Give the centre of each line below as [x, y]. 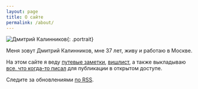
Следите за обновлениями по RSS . [50, 80]
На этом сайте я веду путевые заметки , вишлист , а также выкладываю [96, 62]
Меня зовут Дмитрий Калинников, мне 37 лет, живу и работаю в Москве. [99, 51]
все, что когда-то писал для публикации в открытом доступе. [84, 68]
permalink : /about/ [30, 22]
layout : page [22, 11]
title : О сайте [25, 17]
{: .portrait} [80, 39]
